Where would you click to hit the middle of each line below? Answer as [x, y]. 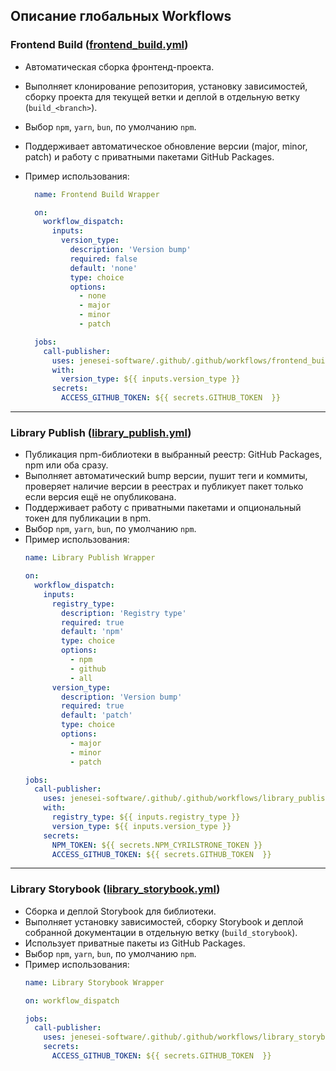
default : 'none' [103, 268]
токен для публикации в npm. [88, 518]
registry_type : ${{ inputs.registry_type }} [146, 817]
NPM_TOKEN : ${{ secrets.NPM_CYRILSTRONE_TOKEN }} [157, 845]
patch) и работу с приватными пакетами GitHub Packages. [149, 156]
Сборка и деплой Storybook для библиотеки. [120, 911]
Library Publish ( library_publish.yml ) [101, 432]
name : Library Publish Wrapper [90, 558]
